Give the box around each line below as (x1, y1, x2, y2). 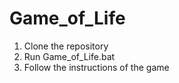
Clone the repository (23, 40, 109, 52)
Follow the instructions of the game (23, 61, 170, 73)
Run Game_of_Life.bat (23, 50, 116, 62)
